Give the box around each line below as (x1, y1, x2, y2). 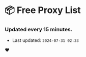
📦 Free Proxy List (5, 5, 81, 16)
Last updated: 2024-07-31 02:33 (12, 37, 79, 43)
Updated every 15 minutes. (5, 26, 73, 33)
